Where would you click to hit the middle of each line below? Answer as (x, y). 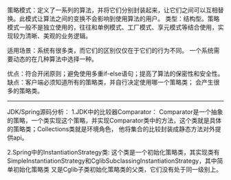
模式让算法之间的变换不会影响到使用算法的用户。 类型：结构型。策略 (122, 19)
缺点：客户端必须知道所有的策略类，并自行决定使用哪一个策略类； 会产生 (110, 82)
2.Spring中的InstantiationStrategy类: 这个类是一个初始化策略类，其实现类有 (113, 152)
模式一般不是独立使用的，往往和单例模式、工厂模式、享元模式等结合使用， (112, 27)
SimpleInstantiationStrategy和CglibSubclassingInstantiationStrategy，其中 (112, 161)
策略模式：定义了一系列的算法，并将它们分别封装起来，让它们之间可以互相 (112, 10)
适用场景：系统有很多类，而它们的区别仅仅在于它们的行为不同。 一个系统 (110, 50)
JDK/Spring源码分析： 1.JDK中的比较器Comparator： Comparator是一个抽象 (115, 112)
